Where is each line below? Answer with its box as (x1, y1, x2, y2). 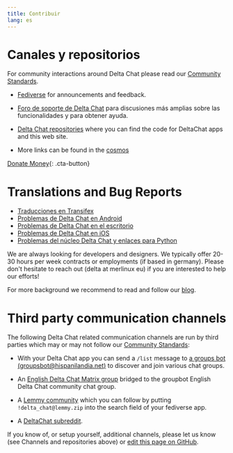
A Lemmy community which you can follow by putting (17, 396, 172, 404)
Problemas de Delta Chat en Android (17, 214, 122, 223)
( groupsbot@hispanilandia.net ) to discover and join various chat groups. (17, 362, 225, 370)
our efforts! (7, 272, 40, 281)
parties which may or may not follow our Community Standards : (7, 341, 190, 349)
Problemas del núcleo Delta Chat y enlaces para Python (17, 236, 177, 245)
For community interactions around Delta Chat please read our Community (7, 70, 221, 78)
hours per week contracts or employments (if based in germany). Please (16, 257, 224, 266)
